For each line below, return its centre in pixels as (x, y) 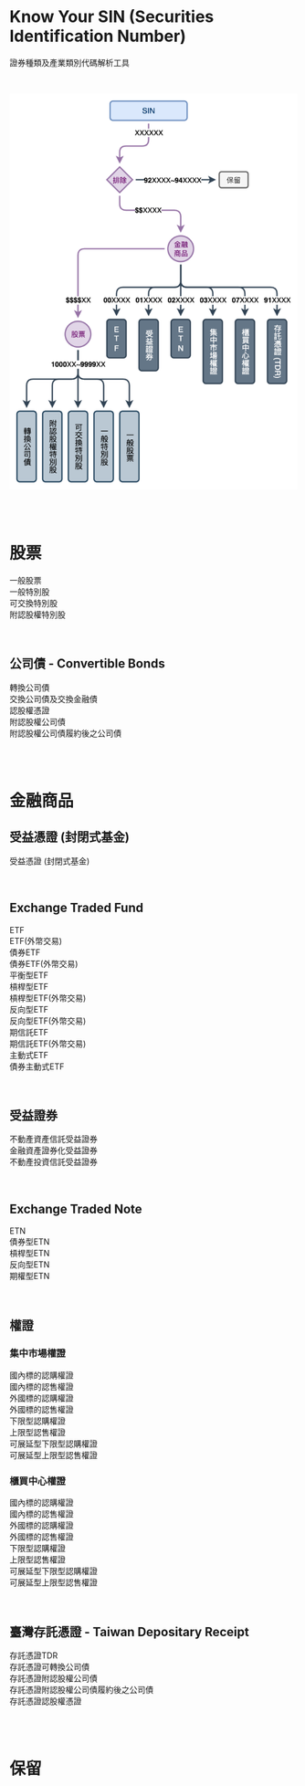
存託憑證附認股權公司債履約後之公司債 (81, 1689)
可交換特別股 (33, 603)
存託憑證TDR (34, 1655)
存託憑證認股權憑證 (46, 1701)
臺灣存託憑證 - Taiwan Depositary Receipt (129, 1632)
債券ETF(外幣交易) (44, 963)
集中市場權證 (38, 1353)
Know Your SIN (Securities (112, 17)
